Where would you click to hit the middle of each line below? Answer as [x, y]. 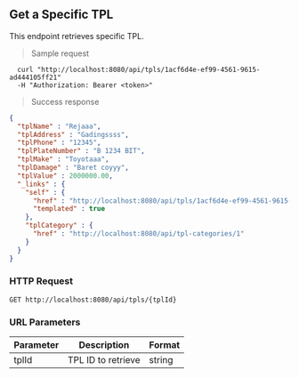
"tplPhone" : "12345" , [59, 143]
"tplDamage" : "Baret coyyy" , [73, 168]
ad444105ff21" [36, 77]
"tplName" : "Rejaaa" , [59, 126]
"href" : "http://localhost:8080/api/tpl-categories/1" [138, 234]
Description [104, 345]
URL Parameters [45, 322]
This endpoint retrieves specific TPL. [77, 36]
